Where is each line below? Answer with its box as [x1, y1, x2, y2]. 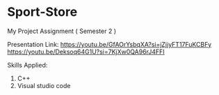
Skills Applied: [7, 61, 48, 69]
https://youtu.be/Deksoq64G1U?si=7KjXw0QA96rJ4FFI [7, 47, 165, 56]
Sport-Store [7, 4, 78, 20]
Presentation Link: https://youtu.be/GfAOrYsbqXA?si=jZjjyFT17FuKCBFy [7, 40, 212, 48]
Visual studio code [17, 81, 71, 89]
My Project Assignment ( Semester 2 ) [7, 27, 117, 35]
